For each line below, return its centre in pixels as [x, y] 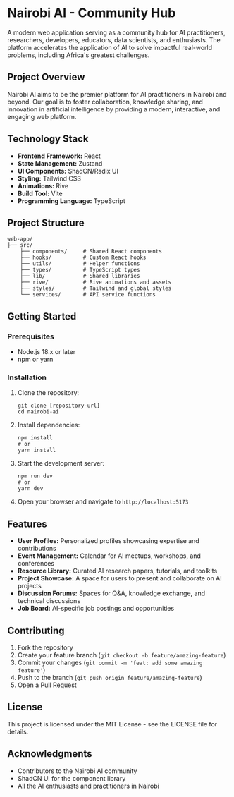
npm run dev [35, 476]
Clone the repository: [48, 393]
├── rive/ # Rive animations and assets [96, 282]
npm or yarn [35, 359]
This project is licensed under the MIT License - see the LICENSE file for [112, 724]
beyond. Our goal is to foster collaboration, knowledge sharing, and [105, 102]
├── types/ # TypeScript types [80, 270]
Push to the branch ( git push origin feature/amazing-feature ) [110, 677]
